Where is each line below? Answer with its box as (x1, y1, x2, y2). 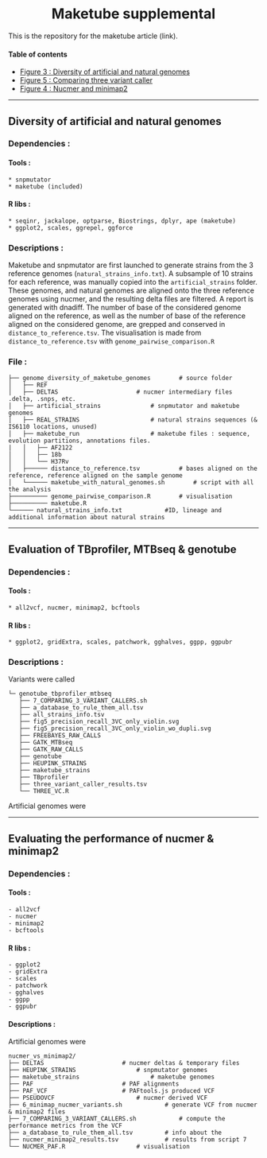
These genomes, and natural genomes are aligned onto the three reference (8, 286, 254, 295)
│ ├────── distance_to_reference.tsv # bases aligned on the (8, 464, 258, 473)
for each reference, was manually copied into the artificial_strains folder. (8, 278, 258, 287)
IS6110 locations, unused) (8, 423, 98, 431)
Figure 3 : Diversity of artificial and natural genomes (19, 67, 191, 76)
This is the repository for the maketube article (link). (8, 31, 179, 41)
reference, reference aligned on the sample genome (8, 472, 183, 480)
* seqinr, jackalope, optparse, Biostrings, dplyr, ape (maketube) (8, 216, 237, 225)
